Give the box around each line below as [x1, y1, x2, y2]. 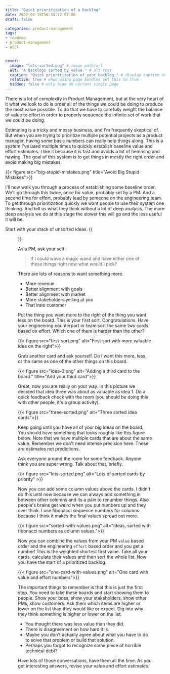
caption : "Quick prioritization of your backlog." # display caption [10, 72, 159, 77]
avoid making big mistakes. [5, 159, 62, 165]
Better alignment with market [25, 291, 86, 297]
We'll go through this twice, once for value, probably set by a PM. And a [5, 190, 155, 195]
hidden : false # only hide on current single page [10, 82, 119, 87]
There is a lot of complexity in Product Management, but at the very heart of [5, 96, 164, 102]
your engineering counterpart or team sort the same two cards [18, 323, 148, 329]
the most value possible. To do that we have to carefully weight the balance [5, 107, 163, 112]
